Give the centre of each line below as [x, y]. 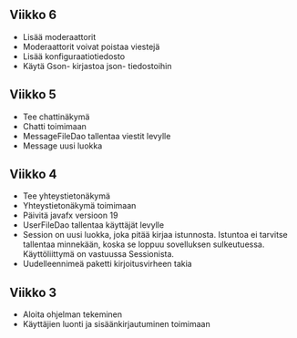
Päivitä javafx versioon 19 [70, 215]
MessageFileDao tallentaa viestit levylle [97, 136]
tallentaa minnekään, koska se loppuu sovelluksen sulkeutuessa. [143, 244]
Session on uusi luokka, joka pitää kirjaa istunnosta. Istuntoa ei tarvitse [155, 235]
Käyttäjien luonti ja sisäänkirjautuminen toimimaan [117, 324]
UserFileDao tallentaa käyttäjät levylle [93, 225]
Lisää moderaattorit [59, 36]
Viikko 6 [33, 15]
